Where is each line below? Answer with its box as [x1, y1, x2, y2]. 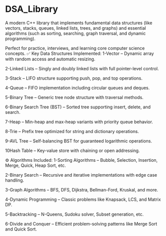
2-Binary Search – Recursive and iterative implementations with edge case [5, 172, 158, 178]
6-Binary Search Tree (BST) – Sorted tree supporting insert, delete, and [5, 104, 151, 110]
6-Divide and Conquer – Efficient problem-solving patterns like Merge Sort [5, 221, 158, 227]
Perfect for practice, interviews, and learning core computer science [5, 45, 145, 51]
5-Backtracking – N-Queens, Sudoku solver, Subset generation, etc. [5, 211, 144, 217]
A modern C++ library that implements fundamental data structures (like [5, 20, 153, 26]
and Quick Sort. [5, 226, 37, 232]
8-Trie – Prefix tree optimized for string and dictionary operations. [5, 128, 139, 134]
